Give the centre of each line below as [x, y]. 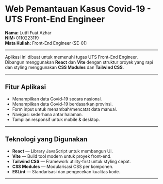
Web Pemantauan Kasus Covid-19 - [78, 9]
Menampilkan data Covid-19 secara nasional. [57, 99]
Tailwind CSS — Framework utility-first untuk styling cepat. [71, 161]
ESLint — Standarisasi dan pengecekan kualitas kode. [66, 171]
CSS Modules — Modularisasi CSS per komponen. [63, 167]
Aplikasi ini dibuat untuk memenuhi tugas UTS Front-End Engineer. [72, 57]
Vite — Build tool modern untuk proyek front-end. [62, 156]
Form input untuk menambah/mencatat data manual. [65, 109]
